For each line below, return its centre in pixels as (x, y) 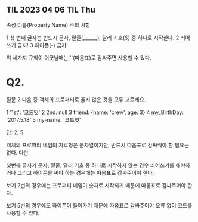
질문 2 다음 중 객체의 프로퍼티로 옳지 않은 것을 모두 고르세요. (76, 99)
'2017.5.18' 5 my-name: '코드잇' (44, 119)
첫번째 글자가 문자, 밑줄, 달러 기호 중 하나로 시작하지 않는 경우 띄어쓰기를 (90, 165)
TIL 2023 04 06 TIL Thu (51, 10)
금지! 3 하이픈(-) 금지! (43, 45)
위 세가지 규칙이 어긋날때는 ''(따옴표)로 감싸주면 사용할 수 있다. (79, 58)
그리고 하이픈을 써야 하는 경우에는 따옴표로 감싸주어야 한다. (86, 172)
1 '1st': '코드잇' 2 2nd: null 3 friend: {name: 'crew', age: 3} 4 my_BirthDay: (95, 112)
